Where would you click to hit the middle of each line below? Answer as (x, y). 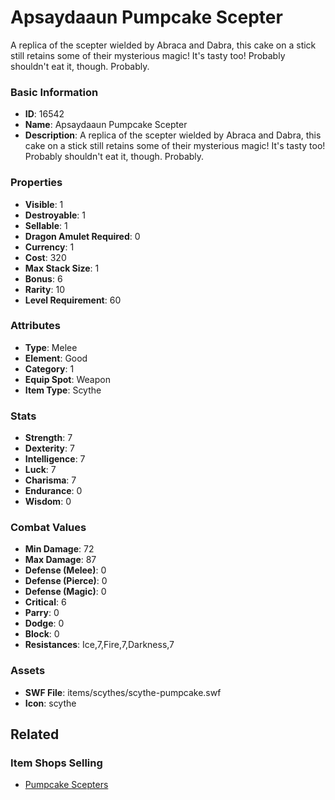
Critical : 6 (45, 602)
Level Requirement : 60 (73, 300)
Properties (36, 183)
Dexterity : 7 (49, 448)
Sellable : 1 (46, 225)
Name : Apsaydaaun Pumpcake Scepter (106, 125)
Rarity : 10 (44, 289)
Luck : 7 (40, 470)
